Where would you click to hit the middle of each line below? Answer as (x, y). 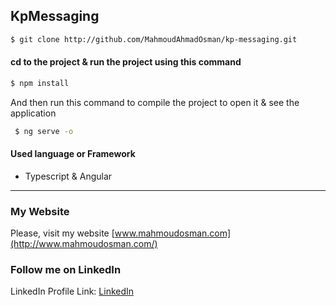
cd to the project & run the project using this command (126, 62)
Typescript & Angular (68, 176)
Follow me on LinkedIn (66, 270)
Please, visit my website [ (62, 233)
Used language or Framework (73, 154)
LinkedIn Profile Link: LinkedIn (72, 291)
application (33, 113)
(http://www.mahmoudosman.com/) (84, 244)
